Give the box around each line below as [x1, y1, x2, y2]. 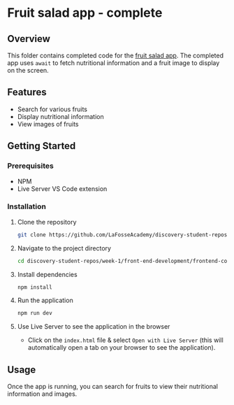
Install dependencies [17, 270, 78, 278]
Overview [7, 33, 51, 45]
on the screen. [7, 66, 49, 74]
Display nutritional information [17, 112, 104, 120]
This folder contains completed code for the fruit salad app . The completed [7, 51, 224, 59]
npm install [17, 283, 52, 291]
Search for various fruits [17, 105, 87, 113]
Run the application [17, 296, 73, 305]
